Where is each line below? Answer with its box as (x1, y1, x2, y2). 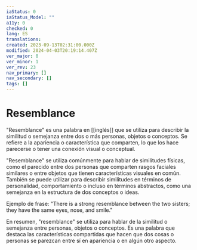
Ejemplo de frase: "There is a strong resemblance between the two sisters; (6, 200, 190, 207)
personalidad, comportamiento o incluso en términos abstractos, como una (6, 182, 191, 189)
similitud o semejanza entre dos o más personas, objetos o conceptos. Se (6, 132, 188, 140)
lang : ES (6, 31, 28, 37)
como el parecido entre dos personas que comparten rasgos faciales (6, 163, 176, 170)
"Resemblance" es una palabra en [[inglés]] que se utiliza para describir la (6, 126, 189, 133)
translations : (6, 36, 42, 42)
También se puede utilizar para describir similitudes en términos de (6, 175, 172, 183)
